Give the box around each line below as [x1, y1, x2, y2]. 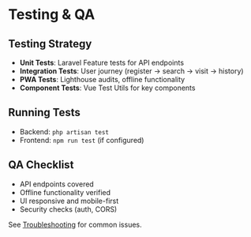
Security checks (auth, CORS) [19, 204, 118, 214]
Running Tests [8, 106, 81, 119]
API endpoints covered [19, 179, 95, 189]
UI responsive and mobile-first [19, 196, 119, 205]
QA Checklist [8, 158, 74, 171]
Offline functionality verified [19, 187, 111, 197]
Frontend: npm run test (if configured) [19, 135, 144, 145]
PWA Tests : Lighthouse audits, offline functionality [19, 75, 185, 84]
